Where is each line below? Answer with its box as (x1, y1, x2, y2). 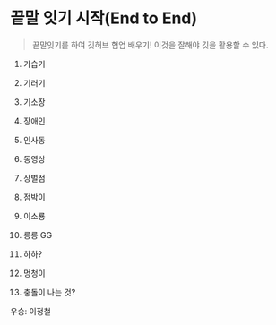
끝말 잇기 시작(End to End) (10, 8, 198, 29)
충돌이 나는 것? (22, 287, 76, 297)
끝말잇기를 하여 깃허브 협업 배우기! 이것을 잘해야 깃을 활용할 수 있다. (31, 39, 269, 50)
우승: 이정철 (10, 305, 52, 316)
